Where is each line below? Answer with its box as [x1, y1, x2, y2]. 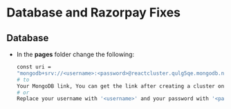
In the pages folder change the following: [16, 50, 135, 58]
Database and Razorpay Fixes [6, 5, 181, 21]
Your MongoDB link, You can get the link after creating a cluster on [16, 82, 225, 90]
